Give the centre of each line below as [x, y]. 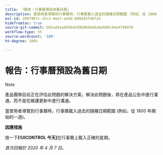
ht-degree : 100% [21, 41]
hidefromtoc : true [24, 23]
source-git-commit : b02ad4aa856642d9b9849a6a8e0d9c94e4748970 [69, 28]
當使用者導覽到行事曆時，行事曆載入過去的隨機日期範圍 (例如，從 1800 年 [78, 111]
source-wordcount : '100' [30, 37]
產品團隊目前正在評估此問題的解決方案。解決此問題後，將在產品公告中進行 [79, 94]
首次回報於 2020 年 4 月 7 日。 [36, 148]
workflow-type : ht [24, 32]
